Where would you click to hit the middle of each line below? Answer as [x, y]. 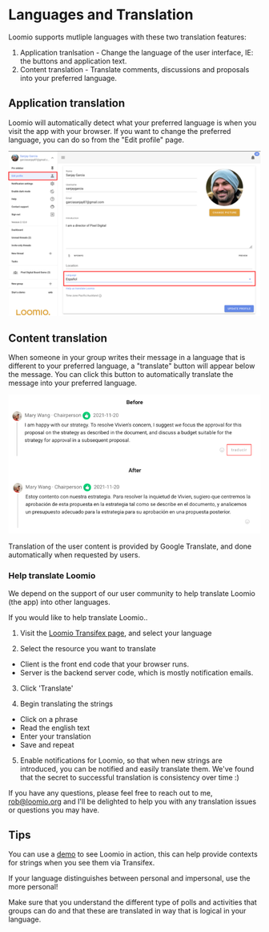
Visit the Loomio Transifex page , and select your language [116, 633]
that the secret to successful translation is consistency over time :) [130, 777]
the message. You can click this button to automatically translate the [121, 375]
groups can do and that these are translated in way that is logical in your [127, 911]
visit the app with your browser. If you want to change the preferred [120, 131]
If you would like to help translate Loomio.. [78, 617]
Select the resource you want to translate [88, 648]
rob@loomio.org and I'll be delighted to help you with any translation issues [132, 801]
